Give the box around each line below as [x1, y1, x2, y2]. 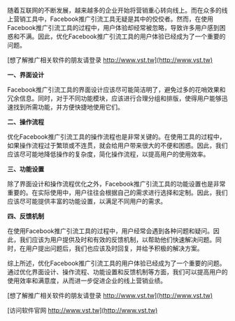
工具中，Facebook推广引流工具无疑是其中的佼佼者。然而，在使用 [25, 15, 213, 23]
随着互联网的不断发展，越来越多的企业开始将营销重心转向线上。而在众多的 [7, 6, 222, 14]
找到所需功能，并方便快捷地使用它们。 [13, 103, 124, 111]
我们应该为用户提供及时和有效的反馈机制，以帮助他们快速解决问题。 [19, 236, 215, 244]
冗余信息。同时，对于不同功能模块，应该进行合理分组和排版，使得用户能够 [7, 94, 222, 103]
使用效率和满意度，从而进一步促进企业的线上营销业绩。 [7, 276, 166, 285]
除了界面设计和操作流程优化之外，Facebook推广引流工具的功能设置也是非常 [7, 180, 226, 188]
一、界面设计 [7, 70, 44, 79]
